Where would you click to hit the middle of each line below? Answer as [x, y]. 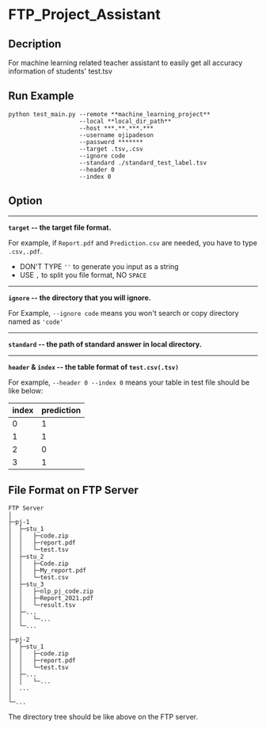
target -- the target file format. [60, 227]
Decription [35, 44]
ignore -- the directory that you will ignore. [80, 298]
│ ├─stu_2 [26, 557]
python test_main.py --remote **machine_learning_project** [110, 114]
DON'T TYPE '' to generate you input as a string [99, 266]
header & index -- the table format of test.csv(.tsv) [94, 366]
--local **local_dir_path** [125, 121]
